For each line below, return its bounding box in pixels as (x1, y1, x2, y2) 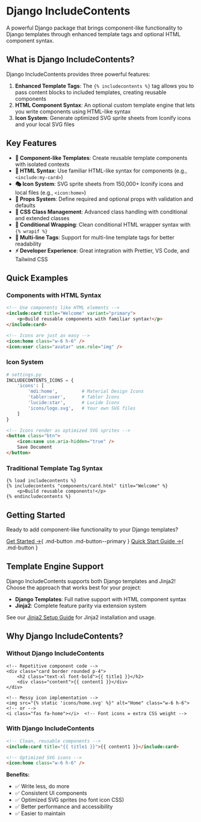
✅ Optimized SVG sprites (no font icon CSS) (14, 796, 125, 803)
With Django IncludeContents (6, 724, 94, 733)
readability (14, 240, 42, 247)
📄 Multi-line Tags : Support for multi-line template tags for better (14, 233, 175, 241)
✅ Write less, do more (14, 783, 70, 790)
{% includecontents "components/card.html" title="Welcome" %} (6, 483, 169, 489)
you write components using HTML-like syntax (14, 107, 131, 115)
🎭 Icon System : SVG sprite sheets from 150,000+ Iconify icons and (14, 180, 184, 188)
